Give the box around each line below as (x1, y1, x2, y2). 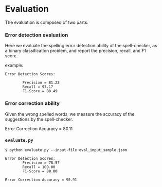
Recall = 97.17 (22, 85, 54, 89)
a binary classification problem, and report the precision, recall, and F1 (5, 48, 146, 54)
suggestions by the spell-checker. (5, 116, 73, 122)
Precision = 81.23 (22, 80, 60, 85)
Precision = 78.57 (22, 160, 60, 165)
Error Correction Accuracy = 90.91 (5, 177, 77, 182)
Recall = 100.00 (22, 164, 55, 170)
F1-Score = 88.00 (22, 169, 57, 173)
